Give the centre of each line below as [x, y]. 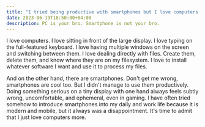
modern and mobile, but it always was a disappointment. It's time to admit [99, 111]
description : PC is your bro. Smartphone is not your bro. [83, 23]
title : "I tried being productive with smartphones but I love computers [102, 12]
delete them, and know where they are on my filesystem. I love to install [96, 60]
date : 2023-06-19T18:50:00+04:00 [49, 18]
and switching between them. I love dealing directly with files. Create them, [101, 54]
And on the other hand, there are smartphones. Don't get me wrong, [92, 78]
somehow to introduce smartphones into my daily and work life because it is [102, 104]
